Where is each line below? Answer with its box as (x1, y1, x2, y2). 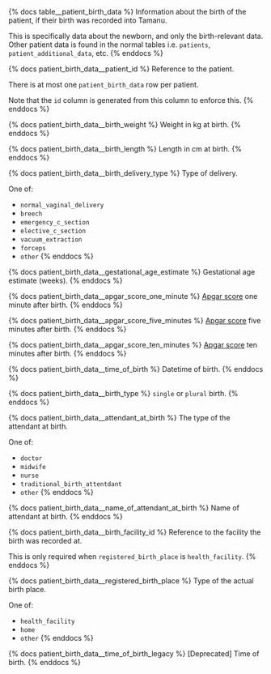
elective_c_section (19, 227, 87, 235)
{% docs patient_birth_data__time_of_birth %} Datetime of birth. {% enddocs (8, 365, 264, 373)
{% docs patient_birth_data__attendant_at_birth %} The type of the (8, 413, 231, 422)
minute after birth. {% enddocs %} (8, 300, 124, 309)
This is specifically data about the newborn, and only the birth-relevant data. (8, 32, 264, 41)
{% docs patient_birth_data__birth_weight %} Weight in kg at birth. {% (8, 120, 241, 129)
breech (19, 210, 43, 218)
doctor (19, 454, 43, 463)
